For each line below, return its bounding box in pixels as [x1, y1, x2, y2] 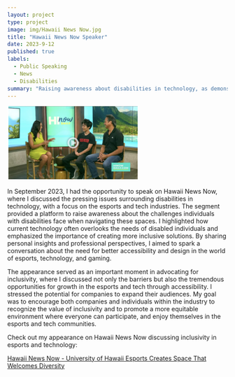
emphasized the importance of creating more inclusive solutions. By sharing [7, 232, 227, 240]
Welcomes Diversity [7, 361, 65, 370]
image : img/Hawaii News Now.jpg [7, 26, 101, 33]
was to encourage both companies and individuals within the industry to [7, 297, 215, 306]
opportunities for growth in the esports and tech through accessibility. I [7, 282, 212, 290]
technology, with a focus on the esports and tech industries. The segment [7, 201, 220, 210]
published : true [7, 48, 55, 55]
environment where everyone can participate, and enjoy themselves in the [7, 312, 222, 320]
